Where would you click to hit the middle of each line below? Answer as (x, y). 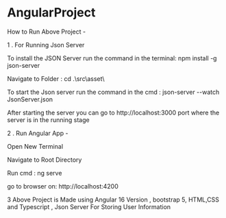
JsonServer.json (30, 99)
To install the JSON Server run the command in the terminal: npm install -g (112, 58)
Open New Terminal (35, 146)
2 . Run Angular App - (38, 133)
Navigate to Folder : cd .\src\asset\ (56, 78)
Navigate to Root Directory (45, 160)
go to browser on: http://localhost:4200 (63, 186)
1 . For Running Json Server (46, 45)
